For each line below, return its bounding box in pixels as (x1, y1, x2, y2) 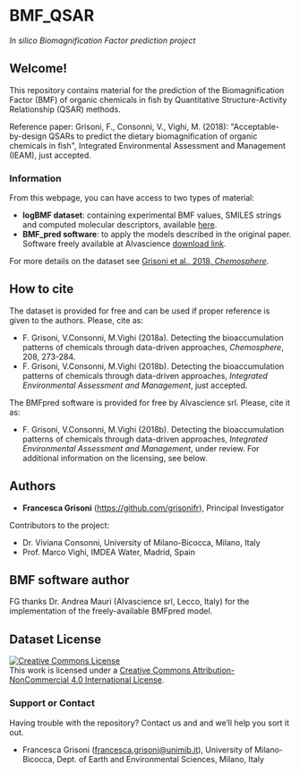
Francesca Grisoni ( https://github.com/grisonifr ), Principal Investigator (21, 502, 285, 513)
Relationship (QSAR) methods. (9, 104, 121, 115)
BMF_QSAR (9, 5, 95, 26)
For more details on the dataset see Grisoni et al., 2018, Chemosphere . (9, 256, 270, 267)
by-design (9, 131, 47, 142)
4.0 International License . (71, 674, 165, 685)
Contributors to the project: (9, 520, 110, 530)
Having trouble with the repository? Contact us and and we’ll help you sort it (9, 717, 289, 728)
